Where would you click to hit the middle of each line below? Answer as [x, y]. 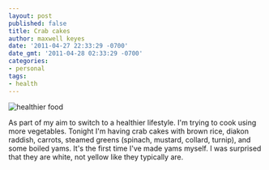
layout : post [30, 16]
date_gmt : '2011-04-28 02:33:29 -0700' [76, 53]
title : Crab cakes [39, 31]
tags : [17, 76]
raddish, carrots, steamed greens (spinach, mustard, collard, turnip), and [130, 139]
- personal [27, 69]
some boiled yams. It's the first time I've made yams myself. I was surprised [135, 148]
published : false [38, 23]
